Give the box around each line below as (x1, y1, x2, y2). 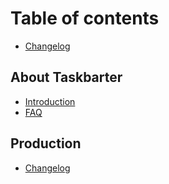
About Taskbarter (10, 69, 123, 86)
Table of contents (10, 7, 160, 30)
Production (10, 135, 82, 152)
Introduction (24, 95, 76, 107)
